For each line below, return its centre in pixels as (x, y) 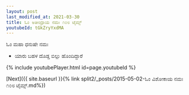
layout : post (22, 11)
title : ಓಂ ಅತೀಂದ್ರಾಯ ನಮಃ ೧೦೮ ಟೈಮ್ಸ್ (44, 22)
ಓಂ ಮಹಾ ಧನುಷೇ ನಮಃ (27, 44)
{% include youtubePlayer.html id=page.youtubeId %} (71, 68)
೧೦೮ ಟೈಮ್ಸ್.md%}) (26, 86)
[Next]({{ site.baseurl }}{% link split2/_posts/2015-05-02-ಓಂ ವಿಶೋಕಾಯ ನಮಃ (94, 79)
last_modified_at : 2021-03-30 (43, 17)
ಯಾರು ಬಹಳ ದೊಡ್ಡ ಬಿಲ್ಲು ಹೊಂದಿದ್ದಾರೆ (49, 56)
